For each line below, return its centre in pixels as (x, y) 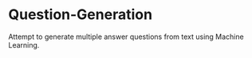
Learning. (24, 44)
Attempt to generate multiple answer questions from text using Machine (126, 37)
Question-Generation (81, 15)
